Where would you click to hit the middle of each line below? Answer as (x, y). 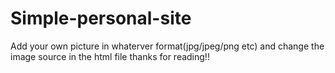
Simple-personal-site (101, 18)
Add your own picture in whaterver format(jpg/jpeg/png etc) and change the (167, 46)
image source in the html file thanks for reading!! (110, 56)
